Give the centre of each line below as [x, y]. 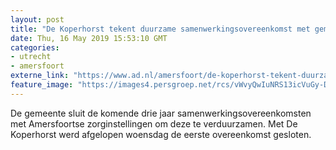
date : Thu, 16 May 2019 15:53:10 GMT [89, 38]
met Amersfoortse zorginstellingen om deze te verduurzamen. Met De [154, 123]
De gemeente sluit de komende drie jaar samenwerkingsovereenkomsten [161, 113]
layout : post [37, 19]
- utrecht [31, 57]
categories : [35, 47]
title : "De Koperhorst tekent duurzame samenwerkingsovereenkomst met [160, 29]
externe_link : [40, 76]
